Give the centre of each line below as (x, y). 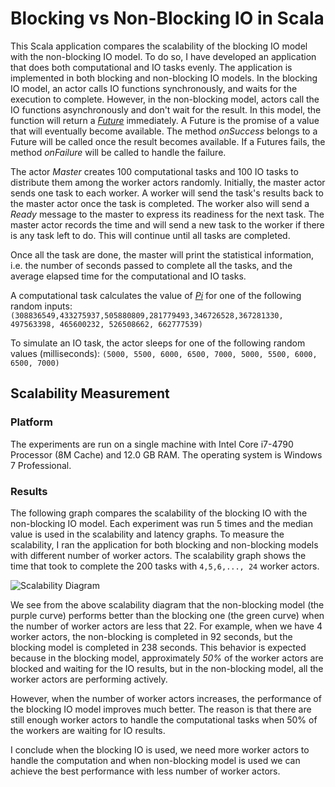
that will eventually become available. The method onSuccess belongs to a (164, 131)
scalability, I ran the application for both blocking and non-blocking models (164, 544)
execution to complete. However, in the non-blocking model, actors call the (165, 99)
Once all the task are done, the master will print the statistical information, (162, 254)
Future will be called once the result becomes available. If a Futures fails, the (168, 141)
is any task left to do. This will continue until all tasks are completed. (150, 235)
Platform (31, 422)
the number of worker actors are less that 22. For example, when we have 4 (166, 626)
